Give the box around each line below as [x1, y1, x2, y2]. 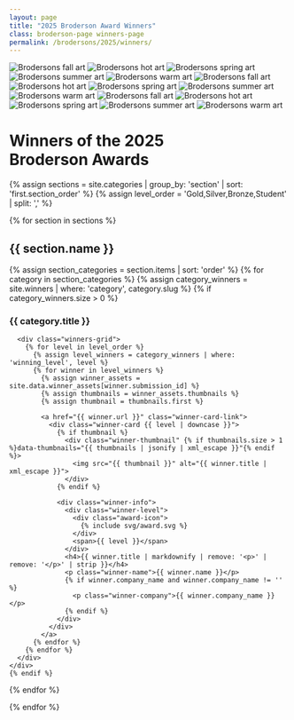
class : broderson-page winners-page [9, 29, 144, 38]
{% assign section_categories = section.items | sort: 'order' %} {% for [9, 265, 264, 275]
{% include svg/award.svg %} [80, 521, 189, 531]
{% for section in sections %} [9, 215, 117, 226]
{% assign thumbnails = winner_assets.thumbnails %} [41, 390, 240, 399]
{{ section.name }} [9, 241, 115, 256]
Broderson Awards [9, 150, 150, 170]
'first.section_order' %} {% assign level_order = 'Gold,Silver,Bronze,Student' [9, 188, 287, 200]
